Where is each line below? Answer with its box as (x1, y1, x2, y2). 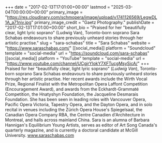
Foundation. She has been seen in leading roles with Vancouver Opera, (5, 97, 147, 102)
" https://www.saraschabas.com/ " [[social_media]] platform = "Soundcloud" (5, 45, 156, 51)
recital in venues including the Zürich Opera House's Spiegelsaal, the (5, 107, 143, 113)
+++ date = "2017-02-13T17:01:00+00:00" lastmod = (5, 4, 110, 10)
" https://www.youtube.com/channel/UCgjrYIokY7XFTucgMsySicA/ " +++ (5, 60, 149, 66)
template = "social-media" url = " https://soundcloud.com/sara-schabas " (5, 50, 149, 56)
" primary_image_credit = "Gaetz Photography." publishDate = (31, 19, 155, 25)
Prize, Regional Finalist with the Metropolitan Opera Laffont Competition (5, 81, 148, 86)
